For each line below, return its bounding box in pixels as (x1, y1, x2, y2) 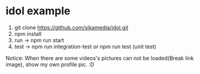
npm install (14, 30, 42, 37)
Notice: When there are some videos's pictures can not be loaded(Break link (5, 54, 194, 61)
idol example (5, 4, 71, 18)
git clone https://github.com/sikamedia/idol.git (14, 24, 129, 31)
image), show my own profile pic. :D (5, 61, 95, 68)
